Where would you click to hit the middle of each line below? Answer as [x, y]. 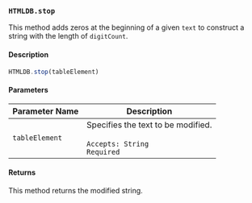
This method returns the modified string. [76, 190]
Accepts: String [118, 144]
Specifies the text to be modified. [149, 125]
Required [103, 152]
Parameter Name [46, 111]
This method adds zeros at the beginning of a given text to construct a [126, 27]
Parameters [28, 89]
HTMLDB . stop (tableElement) [54, 72]
